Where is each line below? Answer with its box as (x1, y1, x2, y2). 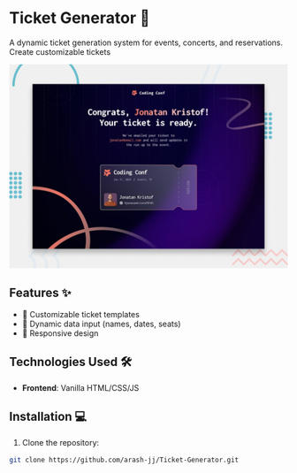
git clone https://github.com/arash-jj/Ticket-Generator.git (9, 455, 240, 464)
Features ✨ (9, 286, 72, 301)
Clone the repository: (21, 437, 100, 447)
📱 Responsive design (21, 327, 99, 339)
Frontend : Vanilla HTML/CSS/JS (21, 382, 140, 393)
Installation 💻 (9, 409, 88, 424)
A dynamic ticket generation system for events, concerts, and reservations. (9, 37, 284, 48)
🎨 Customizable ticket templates (21, 309, 140, 319)
